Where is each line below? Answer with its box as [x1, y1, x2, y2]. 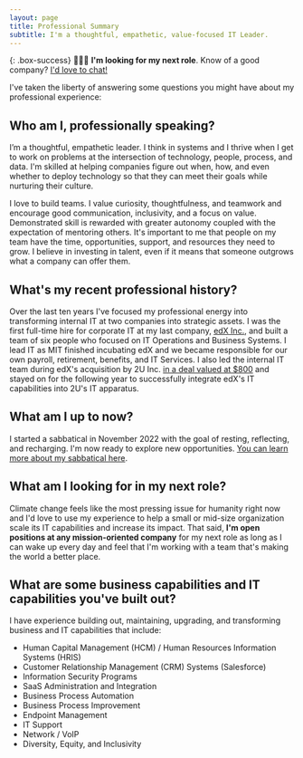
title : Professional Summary [9, 22, 119, 31]
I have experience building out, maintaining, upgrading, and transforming [9, 615, 281, 626]
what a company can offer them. [9, 255, 131, 267]
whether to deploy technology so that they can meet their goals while [9, 171, 269, 182]
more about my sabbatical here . [9, 452, 128, 463]
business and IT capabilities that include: [9, 625, 162, 636]
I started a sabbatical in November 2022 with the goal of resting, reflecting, [9, 433, 289, 444]
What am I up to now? [9, 409, 134, 425]
